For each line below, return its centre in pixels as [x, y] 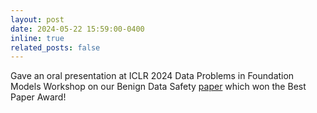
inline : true [37, 38]
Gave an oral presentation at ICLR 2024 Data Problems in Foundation [152, 76]
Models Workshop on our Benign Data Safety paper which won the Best [158, 87]
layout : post [37, 19]
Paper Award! [38, 97]
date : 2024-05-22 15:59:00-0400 [77, 29]
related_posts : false [55, 47]
